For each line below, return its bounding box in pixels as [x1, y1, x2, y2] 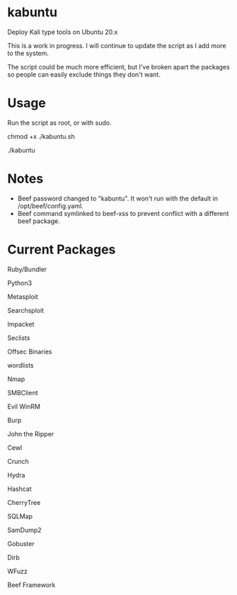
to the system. [7, 49, 50, 57]
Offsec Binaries [7, 347, 52, 356]
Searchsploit [7, 306, 45, 314]
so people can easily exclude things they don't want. [7, 70, 161, 79]
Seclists [7, 334, 30, 342]
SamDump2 [7, 526, 42, 534]
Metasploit [7, 292, 39, 301]
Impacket [7, 319, 35, 328]
